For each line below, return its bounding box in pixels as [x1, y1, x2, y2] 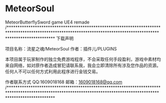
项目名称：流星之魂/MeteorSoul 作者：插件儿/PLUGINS [5, 46, 117, 51]
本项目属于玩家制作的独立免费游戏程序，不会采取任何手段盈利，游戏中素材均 [5, 56, 161, 62]
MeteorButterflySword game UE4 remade [5, 19, 90, 25]
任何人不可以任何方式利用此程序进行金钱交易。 [5, 68, 100, 74]
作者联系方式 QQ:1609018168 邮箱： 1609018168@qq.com [5, 79, 123, 85]
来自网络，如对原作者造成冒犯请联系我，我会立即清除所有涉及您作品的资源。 [5, 62, 161, 68]
